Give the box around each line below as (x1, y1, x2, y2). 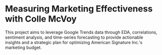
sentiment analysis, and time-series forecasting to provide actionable (5, 34, 144, 40)
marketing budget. (5, 44, 42, 50)
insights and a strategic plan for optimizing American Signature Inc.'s (5, 39, 143, 45)
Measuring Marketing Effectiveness (5, 3, 153, 14)
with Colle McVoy (5, 13, 77, 24)
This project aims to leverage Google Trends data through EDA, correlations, (5, 29, 158, 35)
